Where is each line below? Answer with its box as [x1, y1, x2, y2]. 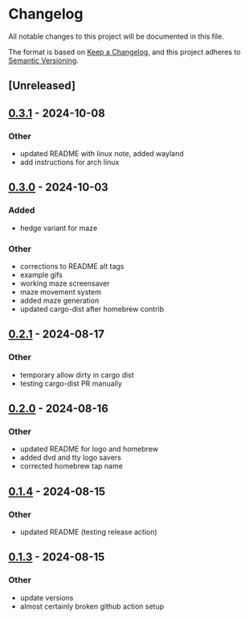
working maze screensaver [19, 279, 110, 288]
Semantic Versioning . [8, 56, 79, 65]
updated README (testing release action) [19, 527, 158, 537]
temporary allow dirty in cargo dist [19, 369, 134, 379]
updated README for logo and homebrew [19, 444, 159, 454]
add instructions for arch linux [19, 158, 120, 167]
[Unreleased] [8, 79, 76, 93]
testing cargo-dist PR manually [19, 378, 123, 388]
